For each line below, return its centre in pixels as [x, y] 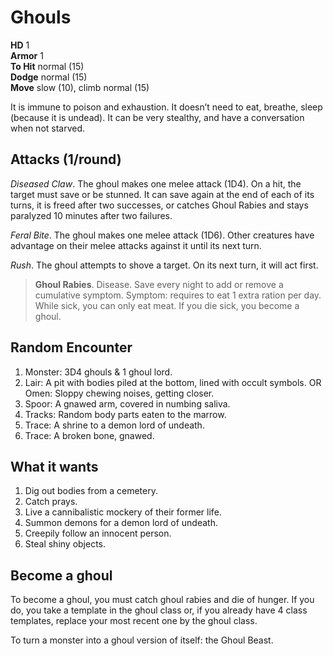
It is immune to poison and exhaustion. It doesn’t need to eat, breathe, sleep [166, 107]
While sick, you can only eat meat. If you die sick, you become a [167, 305]
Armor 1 [27, 55]
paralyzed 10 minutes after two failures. [91, 215]
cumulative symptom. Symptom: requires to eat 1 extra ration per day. [178, 295]
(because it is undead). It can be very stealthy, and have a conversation [157, 117]
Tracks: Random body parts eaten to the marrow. [125, 414]
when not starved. [48, 128]
